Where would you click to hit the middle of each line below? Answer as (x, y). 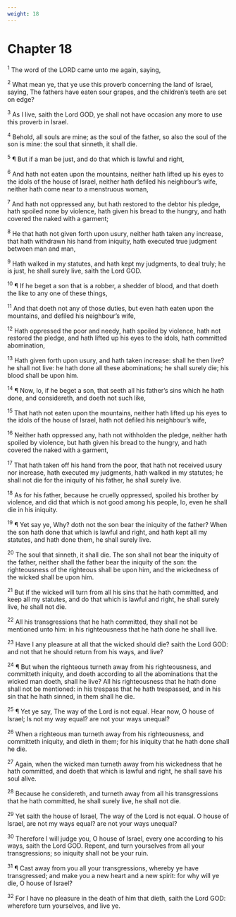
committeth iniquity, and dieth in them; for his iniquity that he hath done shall (118, 741)
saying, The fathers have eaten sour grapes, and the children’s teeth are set (117, 92)
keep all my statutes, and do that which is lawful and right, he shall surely (113, 599)
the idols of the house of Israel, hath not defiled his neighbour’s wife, (107, 420)
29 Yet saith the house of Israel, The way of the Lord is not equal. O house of (118, 815)
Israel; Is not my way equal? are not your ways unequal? (89, 718)
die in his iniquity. (33, 510)
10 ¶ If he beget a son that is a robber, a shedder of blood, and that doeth (113, 285)
